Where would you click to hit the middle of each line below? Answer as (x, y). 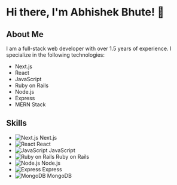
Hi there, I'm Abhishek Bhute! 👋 (85, 12)
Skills (16, 123)
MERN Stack (30, 104)
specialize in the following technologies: (55, 55)
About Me (25, 34)
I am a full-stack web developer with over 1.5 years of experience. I (89, 48)
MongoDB (59, 175)
